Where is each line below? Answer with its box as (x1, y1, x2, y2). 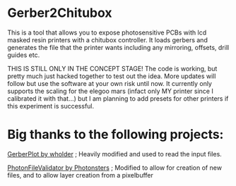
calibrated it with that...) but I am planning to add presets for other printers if (7, 94, 229, 103)
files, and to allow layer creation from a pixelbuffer (7, 170, 154, 179)
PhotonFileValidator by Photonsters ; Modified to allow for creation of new (7, 163, 223, 172)
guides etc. (7, 51, 40, 59)
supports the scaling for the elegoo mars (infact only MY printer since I (7, 87, 213, 95)
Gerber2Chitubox (7, 5, 112, 21)
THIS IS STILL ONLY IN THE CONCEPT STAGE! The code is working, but (7, 64, 218, 73)
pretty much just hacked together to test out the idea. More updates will (7, 72, 216, 80)
